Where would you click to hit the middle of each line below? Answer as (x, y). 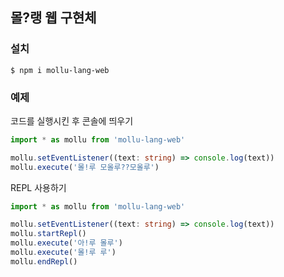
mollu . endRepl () (44, 261)
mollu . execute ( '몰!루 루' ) (63, 253)
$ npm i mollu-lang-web (60, 70)
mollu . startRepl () (48, 234)
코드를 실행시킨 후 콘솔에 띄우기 (72, 120)
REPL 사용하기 (38, 187)
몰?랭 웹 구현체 (53, 18)
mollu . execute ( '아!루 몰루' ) (66, 243)
